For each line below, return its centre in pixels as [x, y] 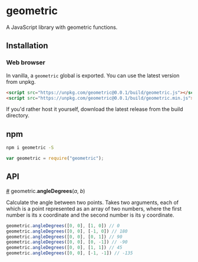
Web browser [26, 63]
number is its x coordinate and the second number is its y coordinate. [90, 215]
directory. [18, 116]
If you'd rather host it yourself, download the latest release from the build [95, 109]
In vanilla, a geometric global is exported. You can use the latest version [93, 76]
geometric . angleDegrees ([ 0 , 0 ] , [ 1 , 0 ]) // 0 [63, 225]
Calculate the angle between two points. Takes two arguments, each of [92, 202]
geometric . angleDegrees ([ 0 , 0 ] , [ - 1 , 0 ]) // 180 [67, 231]
